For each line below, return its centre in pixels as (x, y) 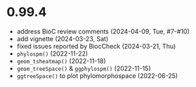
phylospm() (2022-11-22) (52, 54)
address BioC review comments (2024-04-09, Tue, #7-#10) (103, 31)
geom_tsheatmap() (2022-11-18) (61, 61)
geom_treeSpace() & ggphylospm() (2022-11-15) (84, 68)
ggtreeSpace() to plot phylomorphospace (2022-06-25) (97, 76)
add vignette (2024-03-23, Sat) (63, 38)
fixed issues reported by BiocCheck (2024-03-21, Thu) (96, 46)
